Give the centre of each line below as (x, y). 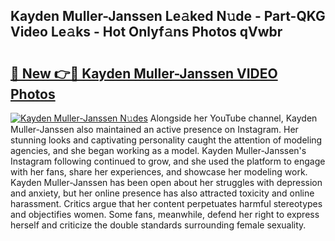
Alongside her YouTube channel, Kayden (233, 118)
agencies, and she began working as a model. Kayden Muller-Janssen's (158, 150)
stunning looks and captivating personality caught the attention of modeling (166, 140)
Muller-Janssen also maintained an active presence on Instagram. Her (154, 129)
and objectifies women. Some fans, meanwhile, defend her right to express (165, 214)
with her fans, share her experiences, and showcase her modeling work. (159, 172)
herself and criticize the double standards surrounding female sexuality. (158, 225)
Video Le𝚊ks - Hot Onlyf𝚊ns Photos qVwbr (146, 32)
